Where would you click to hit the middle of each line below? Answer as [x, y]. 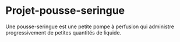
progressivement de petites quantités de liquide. [63, 32]
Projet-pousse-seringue [65, 11]
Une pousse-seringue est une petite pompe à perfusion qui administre [90, 26]
